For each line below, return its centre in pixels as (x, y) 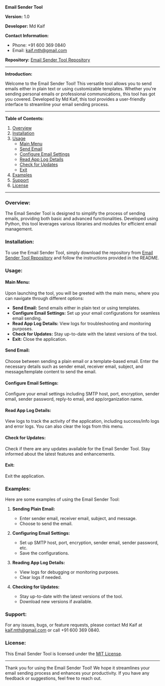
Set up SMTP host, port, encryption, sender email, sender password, (89, 543)
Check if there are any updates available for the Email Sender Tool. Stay (78, 448)
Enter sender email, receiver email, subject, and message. (78, 519)
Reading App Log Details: (39, 563)
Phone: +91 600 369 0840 (39, 45)
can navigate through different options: (45, 298)
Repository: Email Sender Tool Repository (48, 60)
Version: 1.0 (17, 16)
